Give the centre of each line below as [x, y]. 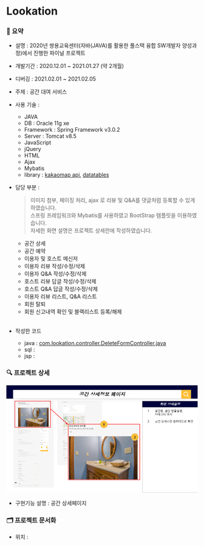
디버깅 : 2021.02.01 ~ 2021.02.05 [55, 79]
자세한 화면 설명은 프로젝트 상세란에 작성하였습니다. [91, 231]
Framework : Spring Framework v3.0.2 [72, 130]
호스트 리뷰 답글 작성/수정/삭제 [60, 281]
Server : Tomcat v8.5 [50, 136]
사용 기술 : [27, 105]
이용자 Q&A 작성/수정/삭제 [55, 274]
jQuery [32, 149]
